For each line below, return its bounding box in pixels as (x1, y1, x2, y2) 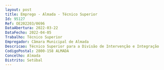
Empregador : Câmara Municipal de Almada (5, 39, 89, 44)
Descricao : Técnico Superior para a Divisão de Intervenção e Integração (5, 44, 160, 49)
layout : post (5, 7, 32, 12)
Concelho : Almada (5, 53, 41, 58)
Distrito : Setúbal (5, 58, 43, 63)
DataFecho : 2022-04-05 (5, 30, 52, 35)
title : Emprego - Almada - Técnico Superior (5, 12, 98, 17)
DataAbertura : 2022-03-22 (5, 26, 58, 31)
